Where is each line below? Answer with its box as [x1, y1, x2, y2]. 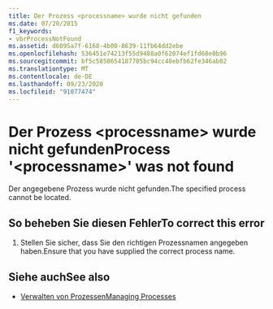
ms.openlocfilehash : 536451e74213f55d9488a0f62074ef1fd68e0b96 [8, 50, 227, 58]
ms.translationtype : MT [8, 65, 89, 73]
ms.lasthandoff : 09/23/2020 [8, 80, 104, 88]
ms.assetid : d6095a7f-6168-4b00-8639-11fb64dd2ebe [8, 42, 184, 50]
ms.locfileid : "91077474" [8, 87, 96, 96]
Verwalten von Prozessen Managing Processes [19, 291, 176, 301]
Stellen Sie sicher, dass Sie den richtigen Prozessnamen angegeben [19, 237, 249, 248]
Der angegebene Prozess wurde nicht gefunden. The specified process [8, 184, 246, 194]
